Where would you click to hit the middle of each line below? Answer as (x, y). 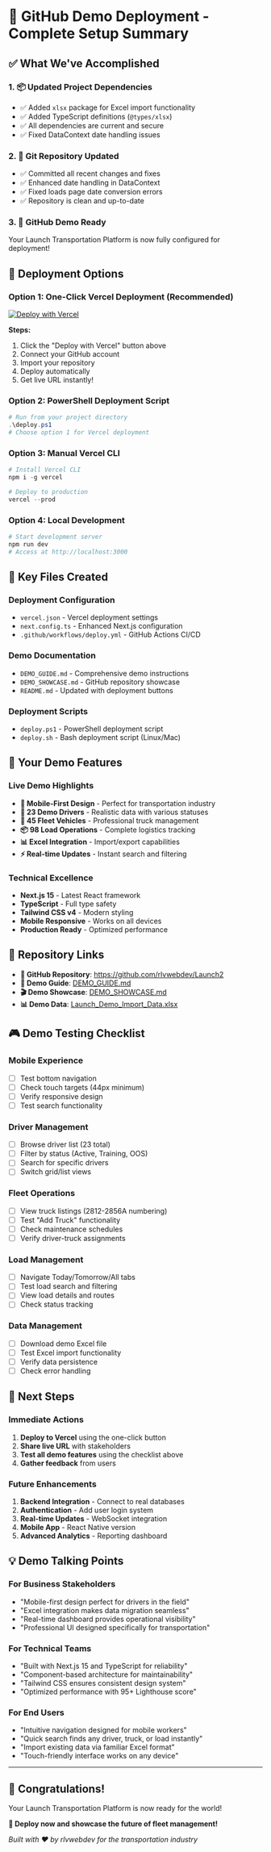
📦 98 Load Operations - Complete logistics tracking (108, 830)
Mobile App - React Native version (77, 1527)
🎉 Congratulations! (56, 1789)
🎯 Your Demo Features (65, 763)
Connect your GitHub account (70, 354)
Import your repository (57, 363)
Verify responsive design (61, 1096)
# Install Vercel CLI (45, 470)
